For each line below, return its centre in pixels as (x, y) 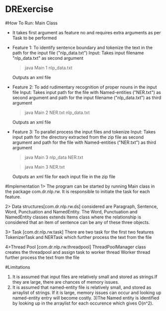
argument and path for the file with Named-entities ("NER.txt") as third (84, 142)
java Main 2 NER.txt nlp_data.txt (57, 112)
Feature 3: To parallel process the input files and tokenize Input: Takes (84, 132)
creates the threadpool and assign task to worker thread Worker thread (78, 252)
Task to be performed (34, 38)
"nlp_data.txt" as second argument (48, 58)
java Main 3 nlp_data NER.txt (54, 157)
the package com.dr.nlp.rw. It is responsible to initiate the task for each (78, 191)
